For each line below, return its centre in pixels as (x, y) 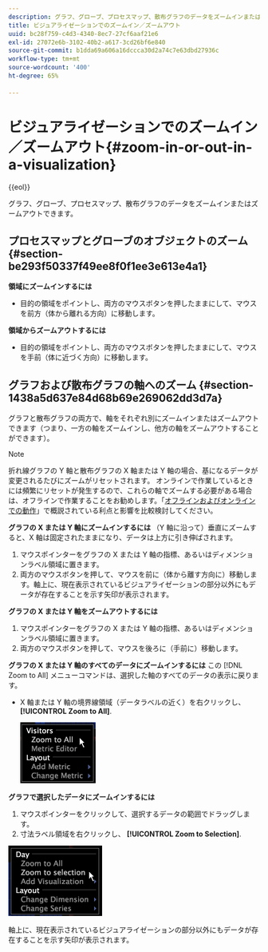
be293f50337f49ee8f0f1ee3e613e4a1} (108, 266)
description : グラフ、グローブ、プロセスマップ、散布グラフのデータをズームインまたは (135, 17)
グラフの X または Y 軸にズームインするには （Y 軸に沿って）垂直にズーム (129, 528)
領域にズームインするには (50, 287)
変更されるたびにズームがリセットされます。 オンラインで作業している (124, 481)
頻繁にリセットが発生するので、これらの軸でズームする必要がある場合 (137, 490)
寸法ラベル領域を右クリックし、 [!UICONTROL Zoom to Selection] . (130, 834)
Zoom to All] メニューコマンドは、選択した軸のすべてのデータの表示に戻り (130, 676)
